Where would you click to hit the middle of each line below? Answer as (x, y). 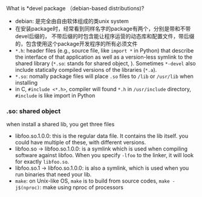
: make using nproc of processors (82, 187)
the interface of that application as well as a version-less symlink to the (103, 57)
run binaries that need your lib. (53, 175)
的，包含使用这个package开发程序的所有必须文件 (76, 44)
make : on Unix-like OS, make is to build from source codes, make (93, 181)
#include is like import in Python (55, 95)
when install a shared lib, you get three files (60, 124)
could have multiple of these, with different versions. (80, 143)
